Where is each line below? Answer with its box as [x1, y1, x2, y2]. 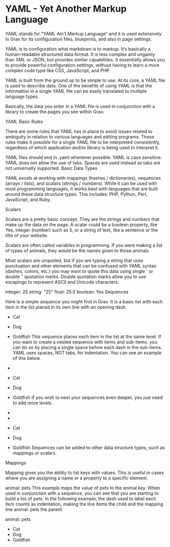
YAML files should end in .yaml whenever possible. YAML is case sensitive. [5, 154, 162, 160]
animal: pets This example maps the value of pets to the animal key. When [5, 485, 160, 491]
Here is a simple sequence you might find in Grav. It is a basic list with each [5, 298, 163, 304]
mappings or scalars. [12, 450, 57, 456]
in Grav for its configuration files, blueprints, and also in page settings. [5, 36, 152, 42]
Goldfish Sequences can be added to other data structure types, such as [12, 445, 165, 451]
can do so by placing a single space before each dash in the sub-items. [12, 344, 162, 350]
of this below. [12, 355, 41, 361]
